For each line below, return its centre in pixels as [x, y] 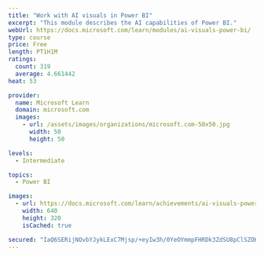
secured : [22, 240]
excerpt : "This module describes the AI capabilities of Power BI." [123, 23]
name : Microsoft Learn [52, 103]
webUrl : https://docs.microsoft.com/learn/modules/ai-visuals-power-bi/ [130, 30]
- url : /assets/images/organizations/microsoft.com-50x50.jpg [126, 125]
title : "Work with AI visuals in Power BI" [81, 15]
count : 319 [33, 67]
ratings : [22, 60]
